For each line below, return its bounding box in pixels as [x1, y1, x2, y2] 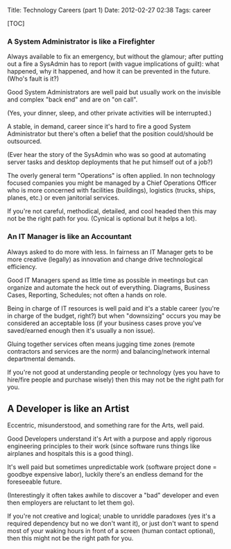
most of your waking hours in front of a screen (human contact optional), [7, 527, 216, 535]
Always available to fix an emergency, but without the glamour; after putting [7, 52, 224, 61]
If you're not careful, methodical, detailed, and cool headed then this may [7, 207, 217, 215]
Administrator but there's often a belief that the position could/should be [7, 130, 214, 138]
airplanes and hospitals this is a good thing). [7, 450, 134, 458]
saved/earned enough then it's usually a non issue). [7, 326, 155, 334]
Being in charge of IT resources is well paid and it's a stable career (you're [7, 304, 220, 312]
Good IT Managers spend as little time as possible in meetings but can [7, 276, 208, 284]
